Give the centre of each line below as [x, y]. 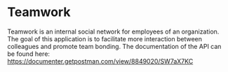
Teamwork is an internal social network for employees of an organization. [113, 31]
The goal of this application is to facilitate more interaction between [105, 38]
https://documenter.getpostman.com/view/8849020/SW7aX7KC [100, 61]
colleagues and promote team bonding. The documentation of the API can [114, 46]
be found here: [29, 54]
